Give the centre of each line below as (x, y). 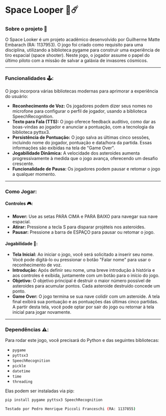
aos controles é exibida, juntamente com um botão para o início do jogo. (86, 276)
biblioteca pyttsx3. (31, 132)
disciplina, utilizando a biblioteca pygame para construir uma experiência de (83, 50)
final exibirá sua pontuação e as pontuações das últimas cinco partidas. (85, 302)
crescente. (23, 164)
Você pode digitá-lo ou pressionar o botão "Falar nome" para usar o (81, 260)
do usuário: (17, 96)
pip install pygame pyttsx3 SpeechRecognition (54, 400)
